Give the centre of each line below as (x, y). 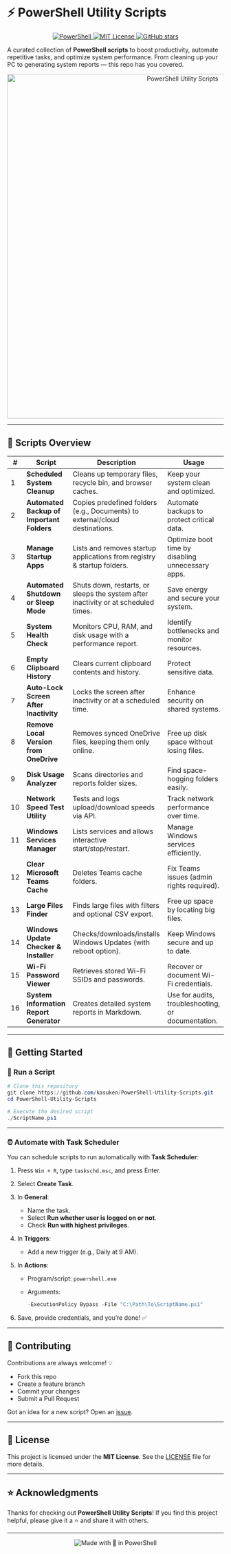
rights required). (194, 885)
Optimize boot (190, 539)
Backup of (43, 511)
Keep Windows (192, 933)
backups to (185, 511)
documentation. (192, 1021)
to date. (179, 951)
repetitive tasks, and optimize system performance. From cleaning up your (113, 57)
